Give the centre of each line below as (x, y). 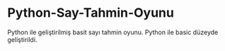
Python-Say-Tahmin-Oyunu (91, 13)
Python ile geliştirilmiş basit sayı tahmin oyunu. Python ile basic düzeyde (113, 32)
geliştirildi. (22, 39)
